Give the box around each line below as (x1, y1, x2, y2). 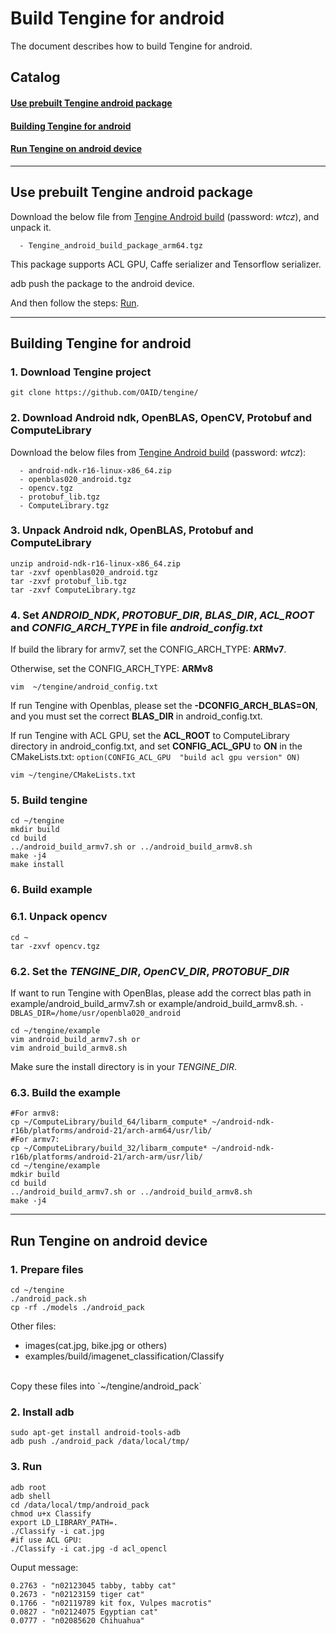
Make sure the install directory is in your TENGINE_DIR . (10, 1060, 238, 1072)
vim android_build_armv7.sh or (10, 1034, 141, 1044)
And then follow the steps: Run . (10, 297, 140, 309)
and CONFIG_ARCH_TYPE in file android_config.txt (10, 620, 263, 634)
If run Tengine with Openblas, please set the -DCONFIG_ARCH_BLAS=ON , (10, 700, 318, 712)
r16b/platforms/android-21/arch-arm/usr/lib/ (10, 1152, 203, 1162)
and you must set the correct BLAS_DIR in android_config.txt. (10, 710, 263, 722)
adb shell (10, 1491, 52, 1501)
